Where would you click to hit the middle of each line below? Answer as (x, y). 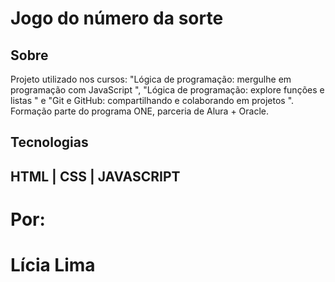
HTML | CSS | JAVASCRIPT (95, 176)
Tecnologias (49, 142)
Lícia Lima (53, 265)
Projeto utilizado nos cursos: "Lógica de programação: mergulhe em (151, 79)
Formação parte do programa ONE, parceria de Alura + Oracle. (140, 111)
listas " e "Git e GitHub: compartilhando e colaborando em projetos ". (152, 100)
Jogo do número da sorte (117, 18)
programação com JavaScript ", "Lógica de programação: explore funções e (167, 90)
